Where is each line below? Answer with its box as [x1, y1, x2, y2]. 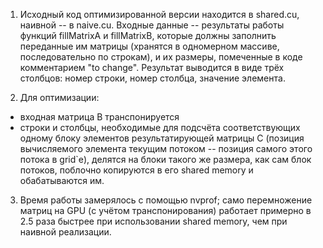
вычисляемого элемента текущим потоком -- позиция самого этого [19, 143, 313, 154]
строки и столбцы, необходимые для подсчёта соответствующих [19, 122, 301, 133]
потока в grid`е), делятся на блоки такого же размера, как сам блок [19, 154, 312, 165]
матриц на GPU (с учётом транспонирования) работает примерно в [19, 205, 312, 216]
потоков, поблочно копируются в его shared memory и [19, 164, 254, 176]
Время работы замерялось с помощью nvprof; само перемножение [19, 194, 313, 206]
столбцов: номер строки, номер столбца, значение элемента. [19, 72, 286, 84]
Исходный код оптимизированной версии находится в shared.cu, [19, 9, 300, 20]
